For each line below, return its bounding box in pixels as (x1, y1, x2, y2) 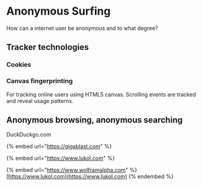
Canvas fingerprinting (6, 77, 73, 85)
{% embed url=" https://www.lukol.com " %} (6, 154, 115, 162)
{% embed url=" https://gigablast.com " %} (6, 143, 112, 150)
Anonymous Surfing (6, 4, 111, 18)
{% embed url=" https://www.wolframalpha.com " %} (6, 166, 138, 174)
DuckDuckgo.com (6, 131, 52, 138)
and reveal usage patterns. (6, 97, 74, 104)
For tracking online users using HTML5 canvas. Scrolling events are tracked (6, 90, 197, 98)
